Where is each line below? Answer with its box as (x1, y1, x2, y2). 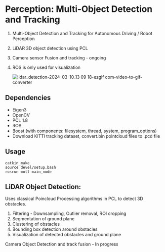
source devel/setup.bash (5, 165, 56, 170)
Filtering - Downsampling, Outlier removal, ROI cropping (12, 210, 126, 216)
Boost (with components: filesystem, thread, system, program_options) (12, 128, 157, 134)
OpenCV (12, 112, 30, 118)
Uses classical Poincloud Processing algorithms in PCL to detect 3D (5, 196, 143, 202)
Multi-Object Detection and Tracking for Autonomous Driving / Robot (12, 30, 153, 36)
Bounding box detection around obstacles (12, 226, 98, 232)
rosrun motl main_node (5, 169, 52, 174)
